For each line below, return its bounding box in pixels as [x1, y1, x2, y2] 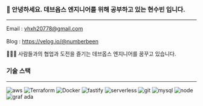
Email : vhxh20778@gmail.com [6, 25, 83, 33]
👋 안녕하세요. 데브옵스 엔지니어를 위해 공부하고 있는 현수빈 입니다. [6, 5, 185, 13]
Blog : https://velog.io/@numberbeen [6, 38, 98, 45]
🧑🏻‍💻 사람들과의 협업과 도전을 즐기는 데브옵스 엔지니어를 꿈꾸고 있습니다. [6, 50, 176, 58]
